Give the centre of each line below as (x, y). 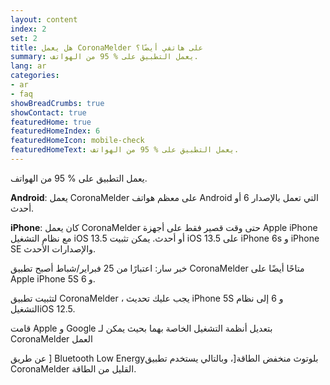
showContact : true (48, 112)
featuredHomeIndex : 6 (55, 131)
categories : (35, 76)
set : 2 (24, 38)
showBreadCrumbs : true (57, 103)
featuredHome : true (51, 122)
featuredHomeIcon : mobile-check (77, 141)
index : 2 (28, 29)
